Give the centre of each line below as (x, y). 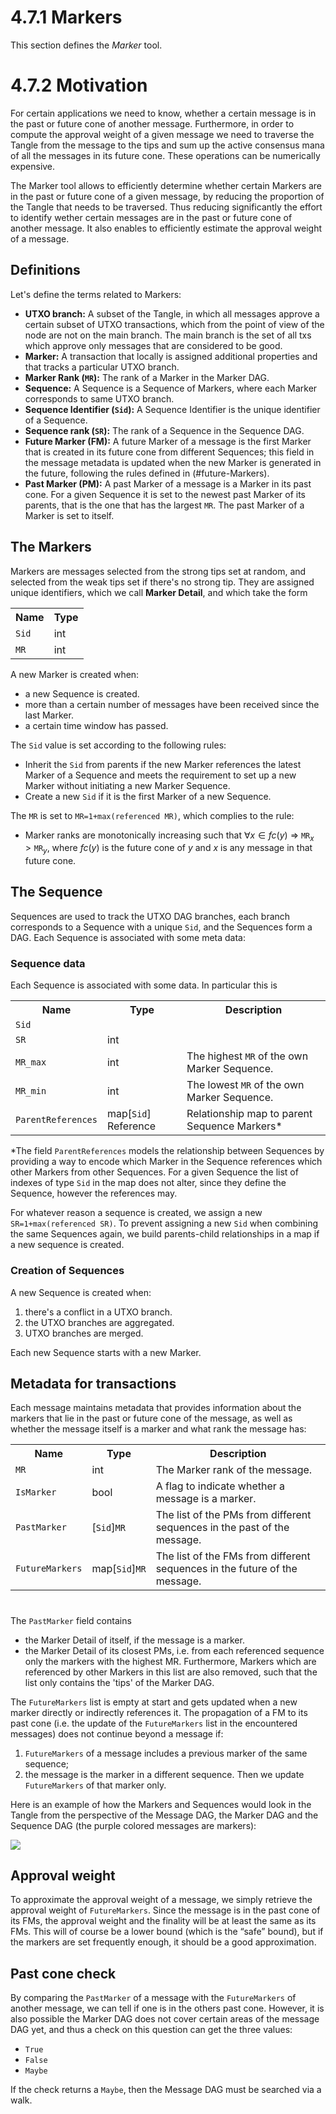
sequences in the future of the (226, 1569)
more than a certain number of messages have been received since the (172, 704)
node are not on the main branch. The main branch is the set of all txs (168, 335)
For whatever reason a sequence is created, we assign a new (136, 1213)
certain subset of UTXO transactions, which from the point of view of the (174, 324)
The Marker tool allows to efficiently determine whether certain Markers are (166, 185)
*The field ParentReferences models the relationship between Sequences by (167, 1151)
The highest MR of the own (247, 1056)
